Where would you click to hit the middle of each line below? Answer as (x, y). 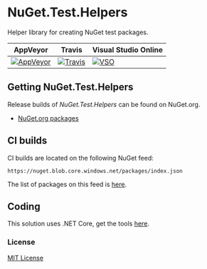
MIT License (26, 258)
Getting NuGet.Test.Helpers (70, 87)
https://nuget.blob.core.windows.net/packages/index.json (95, 171)
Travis (72, 49)
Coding (24, 207)
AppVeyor (31, 49)
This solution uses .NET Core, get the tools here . (78, 224)
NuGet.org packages (48, 118)
